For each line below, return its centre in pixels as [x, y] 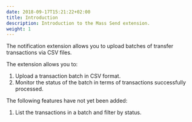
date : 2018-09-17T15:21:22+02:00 [48, 12]
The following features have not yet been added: [67, 101]
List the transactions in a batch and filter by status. [78, 112]
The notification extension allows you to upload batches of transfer [90, 46]
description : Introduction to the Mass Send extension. [78, 23]
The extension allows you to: [42, 64]
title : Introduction [32, 18]
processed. [29, 89]
